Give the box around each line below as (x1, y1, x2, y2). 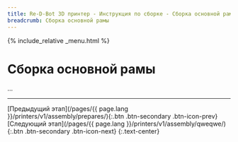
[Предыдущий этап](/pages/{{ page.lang (7, 105, 129, 113)
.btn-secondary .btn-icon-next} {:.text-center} (24, 127, 160, 136)
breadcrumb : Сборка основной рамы (7, 17, 110, 24)
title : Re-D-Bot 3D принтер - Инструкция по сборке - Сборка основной (7, 10, 220, 18)
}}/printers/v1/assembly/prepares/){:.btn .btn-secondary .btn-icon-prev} (7, 112, 218, 121)
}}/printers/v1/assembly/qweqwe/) (126, 119, 227, 128)
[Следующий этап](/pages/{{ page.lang (7, 119, 125, 128)
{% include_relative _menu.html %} (7, 36, 110, 45)
